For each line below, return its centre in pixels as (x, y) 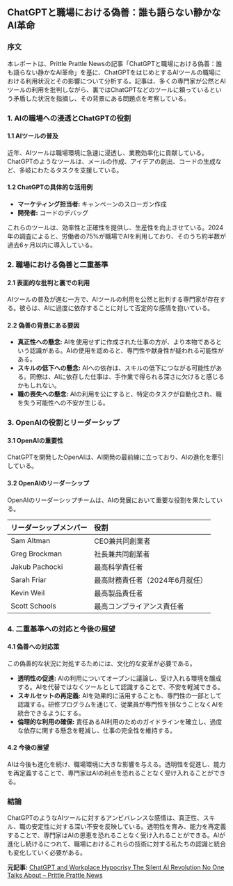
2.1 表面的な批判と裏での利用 (49, 282)
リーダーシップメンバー (49, 527)
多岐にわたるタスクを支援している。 (71, 170)
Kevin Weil (28, 593)
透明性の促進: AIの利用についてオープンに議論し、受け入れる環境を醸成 (119, 678)
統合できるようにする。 (51, 713)
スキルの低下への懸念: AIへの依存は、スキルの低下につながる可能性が (116, 368)
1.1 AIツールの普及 (33, 136)
